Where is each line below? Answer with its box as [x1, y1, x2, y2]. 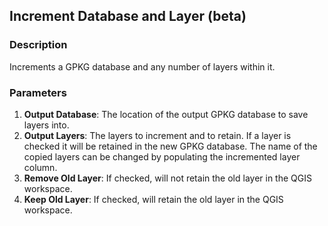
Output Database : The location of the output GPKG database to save [23, 108, 309, 120]
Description [9, 38, 68, 52]
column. [23, 161, 58, 173]
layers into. [23, 119, 70, 131]
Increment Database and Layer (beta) [9, 8, 247, 25]
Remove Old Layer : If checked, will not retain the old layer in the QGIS [23, 172, 312, 184]
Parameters [9, 85, 67, 99]
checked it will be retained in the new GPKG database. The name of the [23, 140, 318, 152]
